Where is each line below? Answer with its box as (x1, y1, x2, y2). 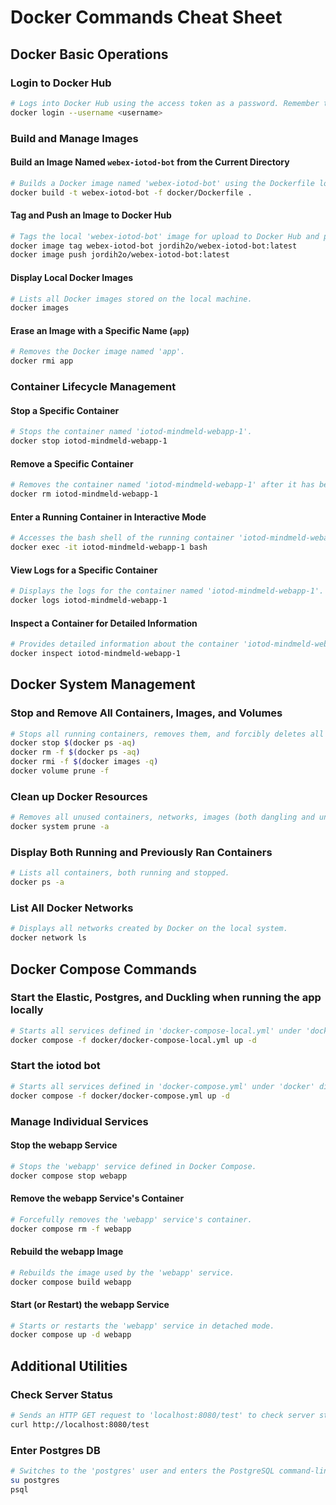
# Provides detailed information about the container (10, 639, 240, 650)
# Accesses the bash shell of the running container (10, 533, 235, 543)
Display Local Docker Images (10, 271, 134, 283)
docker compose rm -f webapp (10, 1224, 132, 1234)
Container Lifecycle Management (10, 380, 177, 394)
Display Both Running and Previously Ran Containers (10, 845, 273, 859)
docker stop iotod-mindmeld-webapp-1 (10, 436, 168, 446)
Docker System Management (10, 676, 196, 693)
